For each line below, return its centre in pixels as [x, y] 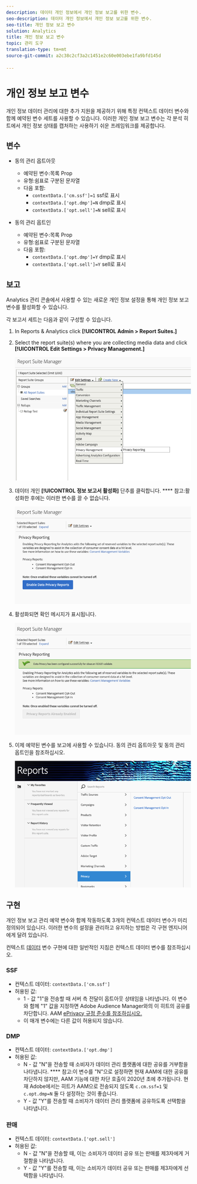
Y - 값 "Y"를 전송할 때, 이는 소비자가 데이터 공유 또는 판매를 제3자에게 [103, 1168]
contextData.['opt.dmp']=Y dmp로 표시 [79, 257]
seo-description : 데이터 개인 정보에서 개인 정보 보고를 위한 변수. [79, 18]
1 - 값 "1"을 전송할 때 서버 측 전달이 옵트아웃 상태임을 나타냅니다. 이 [100, 998]
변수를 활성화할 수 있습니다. [38, 307]
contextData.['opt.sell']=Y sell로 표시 [79, 264]
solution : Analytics [31, 31]
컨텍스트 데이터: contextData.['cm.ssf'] [62, 984]
